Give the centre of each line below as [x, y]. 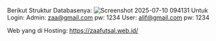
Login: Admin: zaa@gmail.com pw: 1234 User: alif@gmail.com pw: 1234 [108, 17]
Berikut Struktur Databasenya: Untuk [108, 10]
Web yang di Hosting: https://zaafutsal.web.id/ [73, 31]
